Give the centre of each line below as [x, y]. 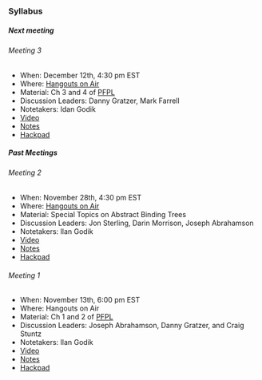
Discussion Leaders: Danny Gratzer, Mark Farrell [99, 101]
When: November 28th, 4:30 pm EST [81, 198]
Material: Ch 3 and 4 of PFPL [67, 92]
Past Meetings [33, 152]
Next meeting [31, 30]
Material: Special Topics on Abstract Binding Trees [103, 215]
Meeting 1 [24, 275]
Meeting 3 [25, 50]
